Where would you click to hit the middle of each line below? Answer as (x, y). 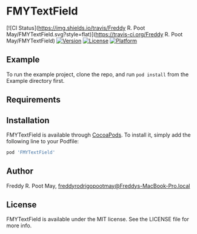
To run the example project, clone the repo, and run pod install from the (98, 74)
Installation (28, 120)
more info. (19, 226)
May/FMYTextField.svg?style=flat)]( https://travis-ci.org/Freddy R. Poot (95, 34)
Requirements (33, 100)
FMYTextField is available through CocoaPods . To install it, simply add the (98, 135)
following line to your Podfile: (43, 141)
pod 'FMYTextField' (31, 152)
